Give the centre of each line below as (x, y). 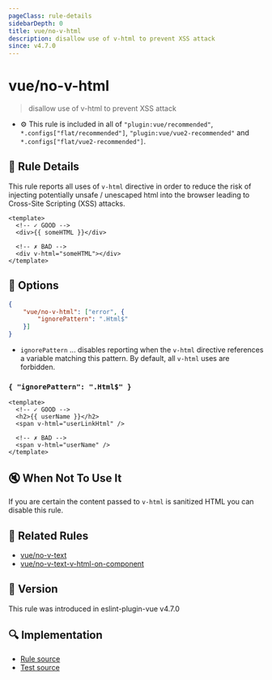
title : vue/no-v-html (45, 31)
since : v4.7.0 (32, 46)
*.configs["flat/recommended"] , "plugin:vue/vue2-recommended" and (134, 133)
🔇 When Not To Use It (65, 478)
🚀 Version (33, 589)
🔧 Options (34, 285)
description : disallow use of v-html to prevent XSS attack (112, 38)
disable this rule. (36, 510)
